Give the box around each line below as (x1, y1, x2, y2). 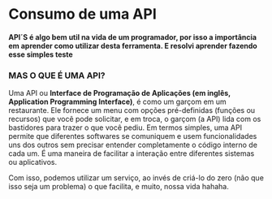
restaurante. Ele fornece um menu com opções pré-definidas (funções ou (8, 106, 256, 115)
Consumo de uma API (8, 5, 157, 24)
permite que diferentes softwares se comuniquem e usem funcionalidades (8, 132, 257, 141)
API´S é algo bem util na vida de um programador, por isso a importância (8, 32, 257, 41)
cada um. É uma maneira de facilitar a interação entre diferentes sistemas (8, 149, 255, 158)
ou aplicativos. (8, 158, 58, 167)
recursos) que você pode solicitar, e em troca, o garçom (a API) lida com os (8, 115, 261, 124)
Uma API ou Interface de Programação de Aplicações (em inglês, (8, 89, 231, 98)
